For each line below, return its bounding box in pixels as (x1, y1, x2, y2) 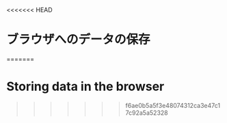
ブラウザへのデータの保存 (6, 32, 151, 47)
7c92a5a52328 (125, 109, 168, 117)
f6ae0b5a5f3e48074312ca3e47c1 (125, 101, 220, 109)
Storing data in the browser (6, 79, 165, 94)
